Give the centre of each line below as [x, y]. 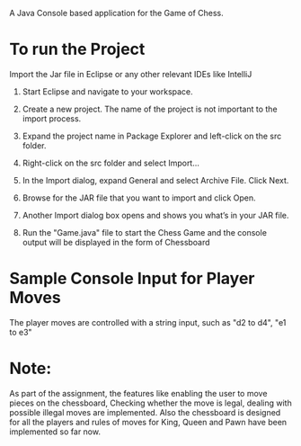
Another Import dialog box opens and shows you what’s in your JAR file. [155, 215]
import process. [52, 118]
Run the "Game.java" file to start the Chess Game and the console [145, 232]
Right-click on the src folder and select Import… [111, 163]
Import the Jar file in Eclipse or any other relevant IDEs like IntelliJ [131, 74]
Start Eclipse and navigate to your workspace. [107, 91]
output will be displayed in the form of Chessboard [116, 242]
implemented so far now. [55, 432]
